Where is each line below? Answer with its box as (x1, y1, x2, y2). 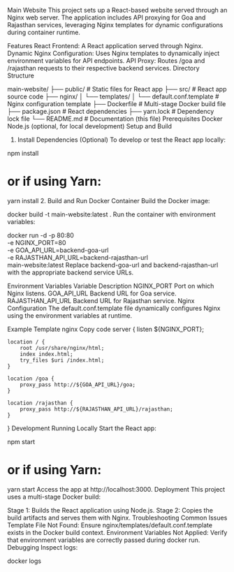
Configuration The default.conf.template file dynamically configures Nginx (7, 304, 221, 312)
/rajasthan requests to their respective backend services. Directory (7, 64, 200, 72)
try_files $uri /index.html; (20, 356, 105, 364)
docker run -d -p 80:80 (7, 230, 75, 240)
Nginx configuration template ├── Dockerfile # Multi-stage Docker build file (7, 100, 226, 108)
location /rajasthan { (7, 399, 73, 406)
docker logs (7, 557, 42, 565)
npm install (7, 149, 39, 157)
